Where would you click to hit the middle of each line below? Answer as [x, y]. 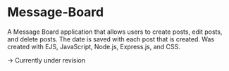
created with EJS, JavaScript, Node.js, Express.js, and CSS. [94, 46]
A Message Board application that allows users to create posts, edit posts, [115, 32]
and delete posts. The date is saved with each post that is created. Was [111, 39]
